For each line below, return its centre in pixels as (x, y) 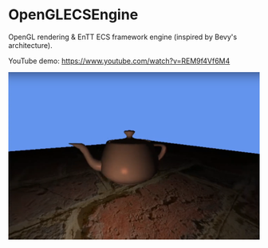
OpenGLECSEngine (73, 15)
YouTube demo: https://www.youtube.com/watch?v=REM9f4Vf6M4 (119, 61)
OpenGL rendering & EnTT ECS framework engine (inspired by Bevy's (123, 37)
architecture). (31, 45)
